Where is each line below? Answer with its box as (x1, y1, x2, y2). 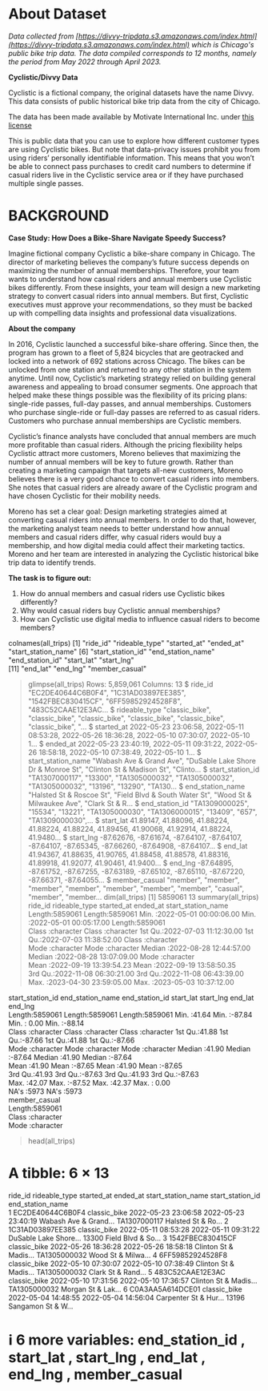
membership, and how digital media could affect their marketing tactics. (8, 540, 246, 550)
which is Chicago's (191, 39, 254, 49)
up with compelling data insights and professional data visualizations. (8, 308, 238, 317)
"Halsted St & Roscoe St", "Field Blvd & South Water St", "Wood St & (27, 790, 252, 800)
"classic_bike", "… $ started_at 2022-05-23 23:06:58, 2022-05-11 (27, 722, 245, 732)
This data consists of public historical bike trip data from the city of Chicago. (8, 96, 261, 106)
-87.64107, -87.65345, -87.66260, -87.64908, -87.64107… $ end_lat (27, 841, 248, 850)
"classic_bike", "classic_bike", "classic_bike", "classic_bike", (27, 713, 226, 723)
